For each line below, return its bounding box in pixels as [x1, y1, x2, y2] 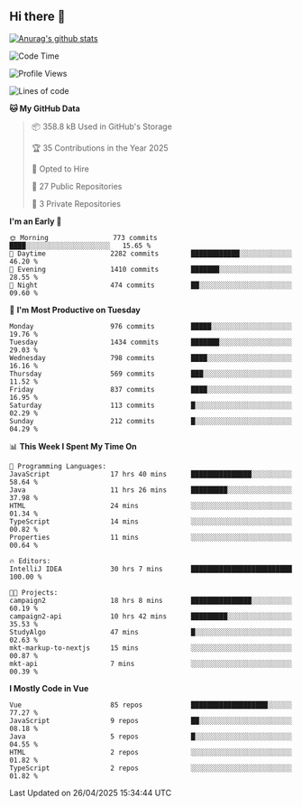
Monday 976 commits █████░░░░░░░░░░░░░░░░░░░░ [9, 321, 293, 330]
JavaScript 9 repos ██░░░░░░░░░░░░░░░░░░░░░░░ [9, 716, 293, 725]
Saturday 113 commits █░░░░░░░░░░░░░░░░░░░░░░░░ [9, 401, 293, 410]
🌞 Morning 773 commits [9, 233, 158, 242]
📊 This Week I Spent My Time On [9, 441, 137, 451]
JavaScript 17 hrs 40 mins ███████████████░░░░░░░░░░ [9, 469, 293, 478]
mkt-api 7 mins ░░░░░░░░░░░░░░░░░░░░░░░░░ [9, 659, 293, 668]
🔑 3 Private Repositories [31, 198, 122, 209]
